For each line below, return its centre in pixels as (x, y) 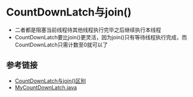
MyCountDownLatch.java (46, 87)
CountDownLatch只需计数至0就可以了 (61, 45)
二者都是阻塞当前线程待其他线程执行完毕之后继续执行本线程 (88, 30)
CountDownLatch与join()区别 (50, 80)
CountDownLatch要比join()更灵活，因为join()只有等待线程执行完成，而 (101, 37)
